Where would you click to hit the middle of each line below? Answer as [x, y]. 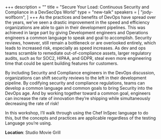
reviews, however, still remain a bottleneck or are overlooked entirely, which [80, 43]
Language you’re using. [29, 123]
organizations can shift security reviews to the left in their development [76, 78]
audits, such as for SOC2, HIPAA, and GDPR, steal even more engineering [78, 58]
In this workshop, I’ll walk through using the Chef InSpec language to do [77, 113]
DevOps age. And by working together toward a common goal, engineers [78, 93]
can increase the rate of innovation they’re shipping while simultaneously [78, 98]
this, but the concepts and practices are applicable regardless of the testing [80, 118]
